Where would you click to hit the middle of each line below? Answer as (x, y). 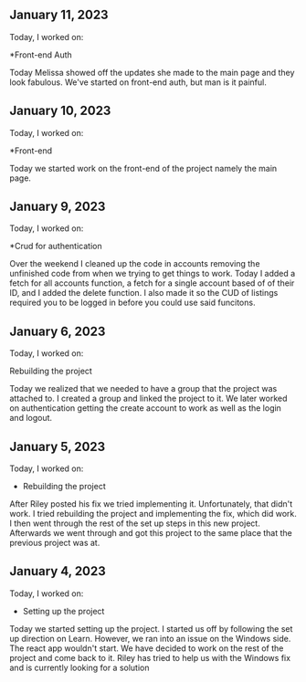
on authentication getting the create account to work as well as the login (145, 408)
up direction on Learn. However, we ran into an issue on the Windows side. (150, 638)
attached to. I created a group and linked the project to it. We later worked (148, 399)
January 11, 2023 (59, 15)
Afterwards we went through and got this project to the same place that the (151, 533)
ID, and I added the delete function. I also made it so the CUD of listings (144, 293)
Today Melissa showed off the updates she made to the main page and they (152, 72)
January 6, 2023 (58, 331)
